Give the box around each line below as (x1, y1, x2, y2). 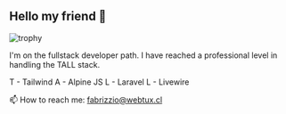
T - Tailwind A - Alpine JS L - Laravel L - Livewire (9, 77, 190, 87)
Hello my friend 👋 (9, 9, 107, 24)
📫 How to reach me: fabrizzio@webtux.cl (9, 94, 163, 105)
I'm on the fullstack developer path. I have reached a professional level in (9, 50, 278, 61)
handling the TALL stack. (9, 59, 101, 69)
